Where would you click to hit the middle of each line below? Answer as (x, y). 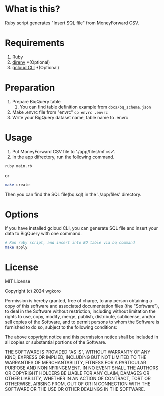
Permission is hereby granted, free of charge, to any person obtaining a (79, 301)
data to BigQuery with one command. (44, 234)
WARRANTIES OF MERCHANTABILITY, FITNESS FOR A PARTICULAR (76, 363)
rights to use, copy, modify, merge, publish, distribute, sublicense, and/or (80, 317)
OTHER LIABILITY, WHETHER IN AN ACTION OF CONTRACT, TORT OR (78, 379)
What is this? (33, 9)
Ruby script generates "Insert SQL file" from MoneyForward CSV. (72, 23)
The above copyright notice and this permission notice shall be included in (82, 337)
